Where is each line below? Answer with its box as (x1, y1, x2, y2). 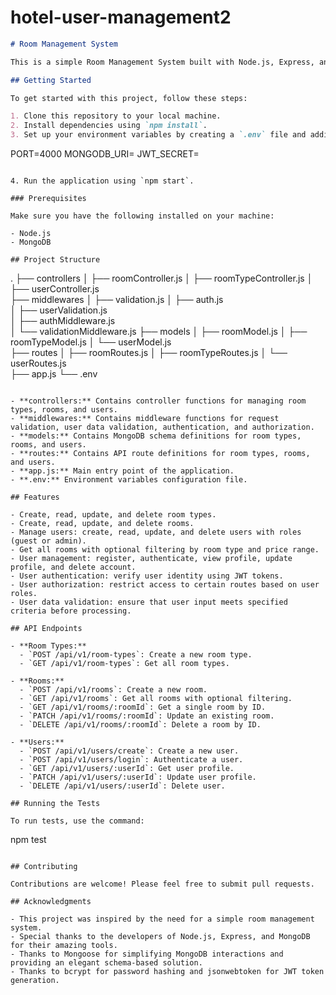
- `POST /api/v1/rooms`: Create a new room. (19, 685, 208, 695)
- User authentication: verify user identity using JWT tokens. (10, 571, 284, 581)
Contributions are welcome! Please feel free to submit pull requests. (10, 879, 315, 890)
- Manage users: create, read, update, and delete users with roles (10, 527, 302, 538)
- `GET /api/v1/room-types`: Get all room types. (19, 659, 230, 669)
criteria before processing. (10, 606, 132, 616)
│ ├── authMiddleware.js (10, 315, 116, 327)
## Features (10, 492, 60, 503)
